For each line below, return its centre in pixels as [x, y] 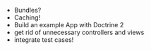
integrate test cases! [44, 40]
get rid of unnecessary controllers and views [79, 32]
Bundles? [28, 10]
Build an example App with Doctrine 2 [69, 25]
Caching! [27, 17]
